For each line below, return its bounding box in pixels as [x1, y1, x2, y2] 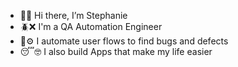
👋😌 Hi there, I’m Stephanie [19, 10, 128, 21]
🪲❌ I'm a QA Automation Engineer [19, 21, 163, 32]
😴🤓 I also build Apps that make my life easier [19, 46, 213, 57]
